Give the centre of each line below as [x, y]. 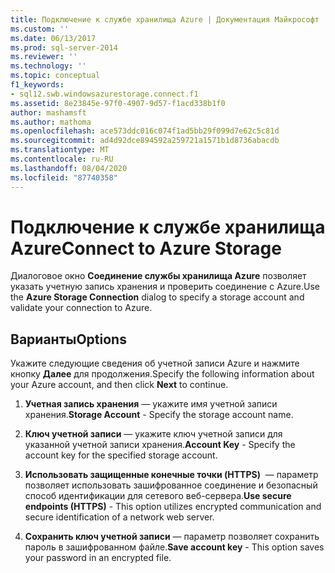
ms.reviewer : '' [44, 57]
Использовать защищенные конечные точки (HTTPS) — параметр [171, 475]
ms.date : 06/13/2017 [53, 38]
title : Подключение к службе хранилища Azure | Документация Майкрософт [165, 19]
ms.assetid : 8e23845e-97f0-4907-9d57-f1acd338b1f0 [118, 103]
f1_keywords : [37, 85]
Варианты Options [68, 339]
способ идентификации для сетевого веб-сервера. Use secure [158, 496]
